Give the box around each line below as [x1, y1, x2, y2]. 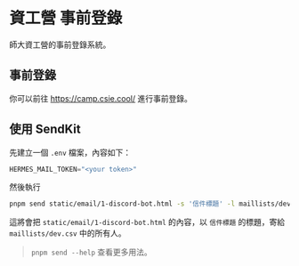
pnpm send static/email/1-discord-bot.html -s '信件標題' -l [9, 199, 236, 209]
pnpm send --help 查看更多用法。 [30, 246, 153, 258]
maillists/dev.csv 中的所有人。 [9, 228, 126, 238]
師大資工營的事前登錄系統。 [9, 39, 111, 50]
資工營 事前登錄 [9, 8, 123, 28]
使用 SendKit [9, 122, 82, 137]
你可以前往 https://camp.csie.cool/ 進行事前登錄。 [9, 93, 193, 103]
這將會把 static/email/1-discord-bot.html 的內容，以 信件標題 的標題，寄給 [9, 217, 286, 228]
